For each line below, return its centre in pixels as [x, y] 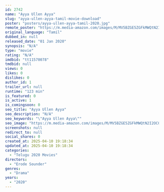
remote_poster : [20, 28]
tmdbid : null [18, 64]
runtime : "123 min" [25, 91]
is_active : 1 [18, 101]
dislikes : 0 [17, 78]
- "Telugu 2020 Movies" [33, 155]
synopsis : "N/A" [21, 46]
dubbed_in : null [21, 37]
